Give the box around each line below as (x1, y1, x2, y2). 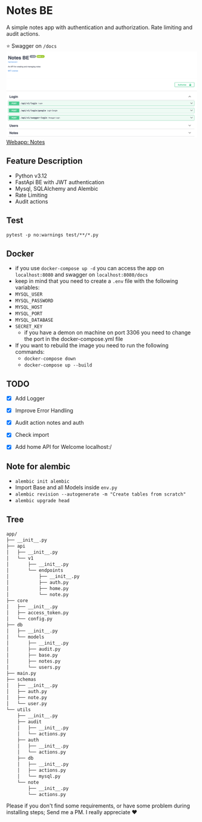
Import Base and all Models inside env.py (15, 484, 118, 491)
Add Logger (15, 395, 45, 402)
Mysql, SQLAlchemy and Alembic (15, 185, 99, 192)
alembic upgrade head (15, 498, 70, 504)
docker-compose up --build (24, 362, 93, 368)
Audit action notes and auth (15, 419, 84, 426)
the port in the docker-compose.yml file (24, 336, 123, 343)
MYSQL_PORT (15, 311, 43, 317)
